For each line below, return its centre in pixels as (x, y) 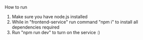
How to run (16, 7)
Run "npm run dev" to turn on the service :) (56, 32)
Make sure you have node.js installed (49, 17)
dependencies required (36, 27)
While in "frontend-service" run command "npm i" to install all (75, 22)
